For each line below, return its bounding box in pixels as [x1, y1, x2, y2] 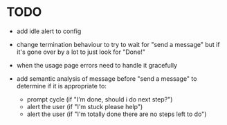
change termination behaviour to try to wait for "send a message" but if [16, 40, 220, 48]
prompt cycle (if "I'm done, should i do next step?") [26, 95, 173, 104]
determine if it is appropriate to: [16, 81, 107, 90]
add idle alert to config [16, 27, 82, 35]
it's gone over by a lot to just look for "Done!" [16, 48, 146, 56]
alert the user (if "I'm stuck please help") [26, 102, 143, 110]
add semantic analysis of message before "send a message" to [16, 74, 197, 83]
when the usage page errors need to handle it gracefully [16, 61, 178, 69]
